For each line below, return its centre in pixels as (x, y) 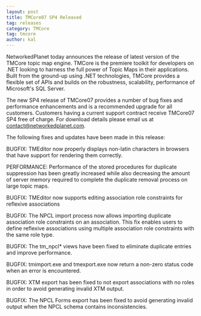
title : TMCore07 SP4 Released (44, 17)
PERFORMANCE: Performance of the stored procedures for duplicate (91, 167)
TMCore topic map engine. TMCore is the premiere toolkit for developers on (100, 63)
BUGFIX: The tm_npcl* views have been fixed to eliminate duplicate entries (99, 246)
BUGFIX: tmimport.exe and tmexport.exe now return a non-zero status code (100, 264)
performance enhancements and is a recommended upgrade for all (89, 106)
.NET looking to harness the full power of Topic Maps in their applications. (98, 69)
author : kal (21, 40)
